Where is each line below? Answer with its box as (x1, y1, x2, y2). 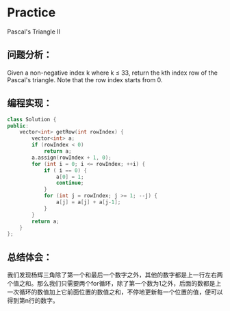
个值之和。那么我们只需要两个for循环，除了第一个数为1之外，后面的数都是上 (7, 279, 222, 288)
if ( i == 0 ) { (43, 166, 88, 174)
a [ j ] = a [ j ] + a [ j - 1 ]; (55, 199, 121, 206)
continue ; (55, 179, 84, 186)
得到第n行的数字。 (7, 297, 60, 305)
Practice (7, 5, 56, 21)
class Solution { (7, 116, 57, 123)
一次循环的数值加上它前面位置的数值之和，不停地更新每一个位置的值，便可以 (7, 288, 223, 296)
